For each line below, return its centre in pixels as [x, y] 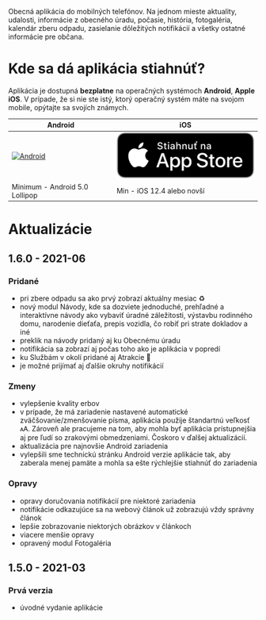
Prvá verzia [30, 590]
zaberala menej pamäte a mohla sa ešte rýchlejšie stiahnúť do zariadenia [138, 463]
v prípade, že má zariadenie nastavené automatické [104, 412]
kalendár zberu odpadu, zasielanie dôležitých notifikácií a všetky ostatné [127, 28]
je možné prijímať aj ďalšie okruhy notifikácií [91, 365]
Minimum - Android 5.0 [50, 186]
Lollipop [25, 195]
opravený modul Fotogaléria [65, 543]
